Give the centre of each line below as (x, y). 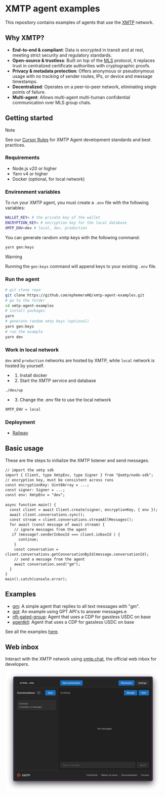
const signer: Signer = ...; (35, 490)
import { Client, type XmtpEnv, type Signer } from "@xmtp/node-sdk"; (79, 475)
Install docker (34, 375)
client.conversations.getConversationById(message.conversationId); (77, 554)
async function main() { (31, 505)
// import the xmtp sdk (30, 470)
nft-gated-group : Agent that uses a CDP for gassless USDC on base (82, 617)
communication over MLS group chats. (52, 103)
